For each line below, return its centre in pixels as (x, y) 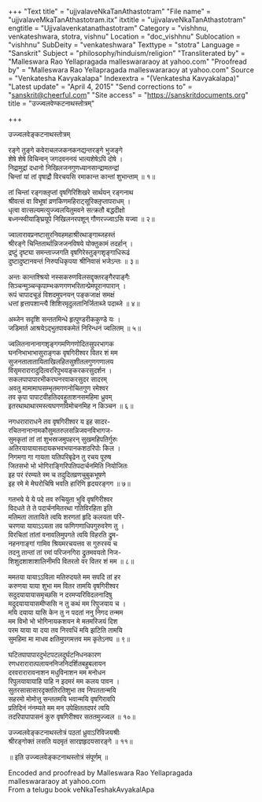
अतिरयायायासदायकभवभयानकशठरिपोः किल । (65, 448)
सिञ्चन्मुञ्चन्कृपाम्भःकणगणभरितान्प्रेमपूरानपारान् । (67, 286)
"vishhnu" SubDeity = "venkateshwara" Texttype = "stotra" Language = (124, 45)
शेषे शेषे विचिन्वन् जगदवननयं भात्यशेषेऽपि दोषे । (66, 159)
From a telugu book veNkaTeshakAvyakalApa (81, 789)
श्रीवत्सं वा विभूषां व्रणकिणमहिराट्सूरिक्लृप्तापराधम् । (70, 201)
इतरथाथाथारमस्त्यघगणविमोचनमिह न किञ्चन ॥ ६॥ (71, 406)
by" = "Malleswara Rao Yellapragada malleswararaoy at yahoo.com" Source (131, 70)
